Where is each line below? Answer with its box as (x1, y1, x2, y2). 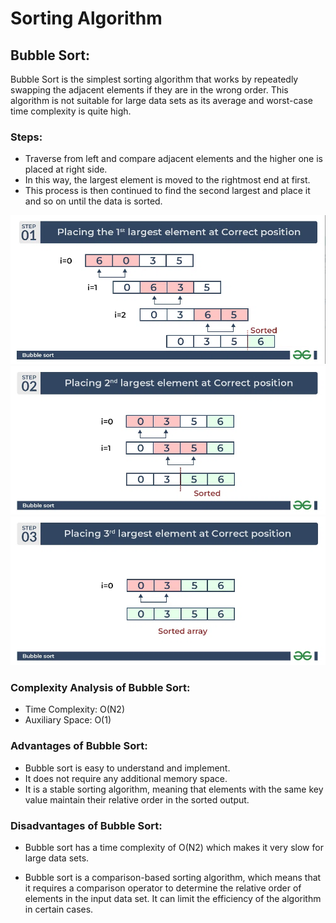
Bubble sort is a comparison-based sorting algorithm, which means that (24, 872, 322, 884)
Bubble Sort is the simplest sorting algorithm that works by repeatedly (10, 73, 299, 85)
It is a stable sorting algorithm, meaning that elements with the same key (24, 783, 324, 795)
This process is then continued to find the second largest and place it (24, 185, 311, 197)
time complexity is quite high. (10, 105, 132, 117)
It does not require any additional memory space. (24, 772, 228, 784)
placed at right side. (24, 163, 108, 176)
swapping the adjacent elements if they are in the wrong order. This (10, 84, 289, 96)
